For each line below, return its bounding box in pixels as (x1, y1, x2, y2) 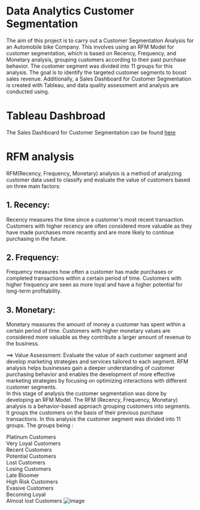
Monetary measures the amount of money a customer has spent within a (6, 321, 186, 328)
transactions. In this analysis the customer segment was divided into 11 (6, 416, 181, 423)
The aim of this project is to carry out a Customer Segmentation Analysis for (6, 37, 194, 44)
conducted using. (6, 88, 50, 95)
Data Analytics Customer (6, 4, 134, 18)
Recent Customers (6, 446, 52, 454)
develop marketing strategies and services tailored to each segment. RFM (6, 358, 189, 365)
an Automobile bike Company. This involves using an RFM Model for (6, 43, 175, 50)
